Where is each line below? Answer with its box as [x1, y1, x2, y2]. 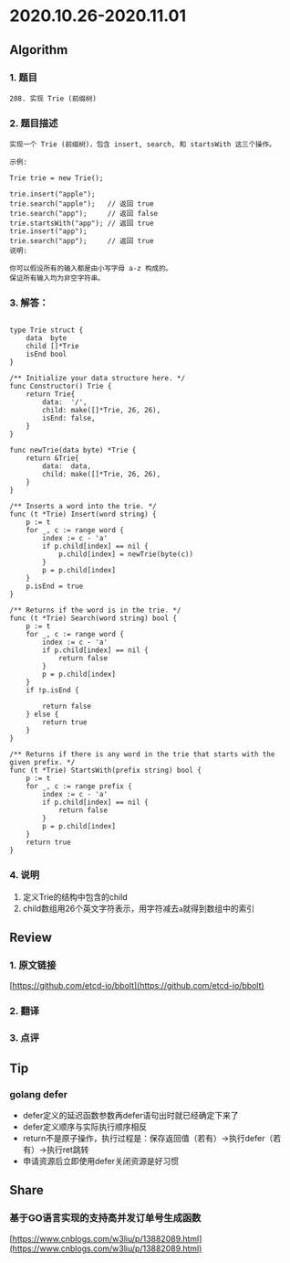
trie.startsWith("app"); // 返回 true [9, 219, 154, 229]
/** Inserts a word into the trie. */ [9, 502, 157, 511]
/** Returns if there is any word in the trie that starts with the [9, 750, 275, 759]
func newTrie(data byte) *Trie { [9, 445, 137, 455]
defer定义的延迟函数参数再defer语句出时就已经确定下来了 [22, 1109, 239, 1120]
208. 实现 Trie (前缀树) [9, 93, 98, 103]
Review [9, 930, 53, 946]
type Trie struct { [9, 326, 84, 335]
